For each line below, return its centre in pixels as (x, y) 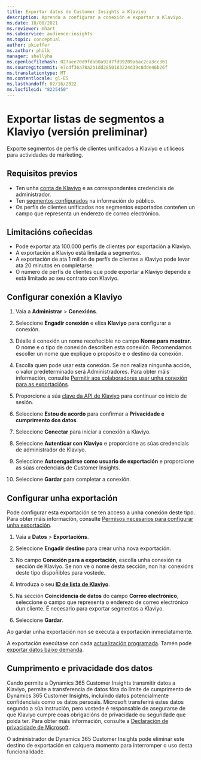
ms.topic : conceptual (34, 39)
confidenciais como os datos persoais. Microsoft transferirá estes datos (95, 702)
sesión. (24, 402)
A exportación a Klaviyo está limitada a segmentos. (78, 253)
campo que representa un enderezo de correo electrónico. (88, 213)
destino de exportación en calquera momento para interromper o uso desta (100, 745)
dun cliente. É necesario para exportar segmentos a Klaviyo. (89, 609)
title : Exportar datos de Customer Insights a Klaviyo (77, 12)
